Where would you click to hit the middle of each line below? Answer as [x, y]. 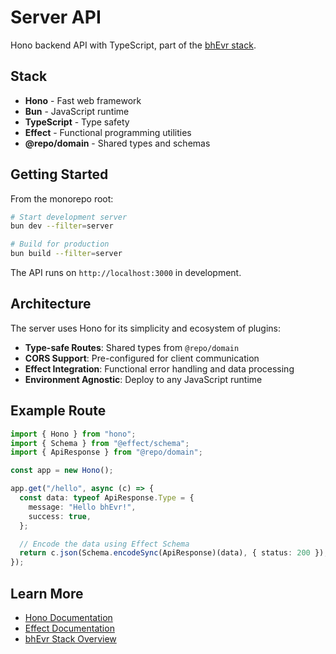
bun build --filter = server [66, 254]
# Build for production [60, 244]
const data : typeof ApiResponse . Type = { [107, 498]
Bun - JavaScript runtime [77, 111]
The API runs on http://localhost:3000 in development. [126, 273]
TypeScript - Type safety [77, 122]
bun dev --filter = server [62, 226]
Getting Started [59, 174]
